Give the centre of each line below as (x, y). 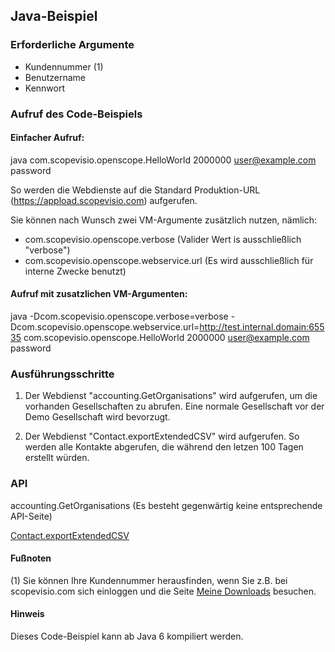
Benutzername (55, 77)
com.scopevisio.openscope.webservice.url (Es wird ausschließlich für (169, 260)
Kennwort (45, 88)
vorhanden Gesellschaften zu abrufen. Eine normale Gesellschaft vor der (174, 406)
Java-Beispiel (54, 16)
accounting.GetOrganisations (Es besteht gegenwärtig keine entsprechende (166, 505)
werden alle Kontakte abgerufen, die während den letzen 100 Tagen (164, 447)
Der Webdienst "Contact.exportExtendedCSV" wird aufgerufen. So (162, 436)
